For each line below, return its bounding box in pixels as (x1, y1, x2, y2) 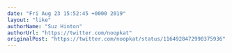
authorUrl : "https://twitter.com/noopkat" (7, 29, 132, 36)
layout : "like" (7, 17, 52, 23)
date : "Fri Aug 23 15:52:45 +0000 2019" (7, 10, 127, 17)
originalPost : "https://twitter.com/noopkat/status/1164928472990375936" (7, 36, 226, 43)
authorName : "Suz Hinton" (7, 23, 82, 30)
